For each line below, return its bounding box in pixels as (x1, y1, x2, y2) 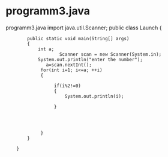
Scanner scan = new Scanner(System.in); (59, 51, 162, 58)
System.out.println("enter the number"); (37, 56, 143, 62)
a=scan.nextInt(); (46, 62, 92, 68)
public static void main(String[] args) (27, 35, 130, 41)
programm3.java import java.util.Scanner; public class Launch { (5, 24, 163, 31)
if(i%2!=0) (53, 83, 82, 89)
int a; (37, 46, 55, 52)
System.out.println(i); (64, 93, 124, 99)
